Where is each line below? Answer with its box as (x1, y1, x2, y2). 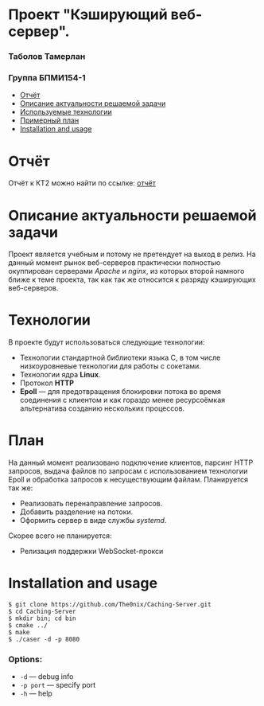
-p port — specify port (19, 681, 96, 690)
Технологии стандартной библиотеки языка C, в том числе (19, 353, 221, 363)
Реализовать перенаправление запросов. (19, 499, 163, 509)
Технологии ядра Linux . (19, 370, 101, 380)
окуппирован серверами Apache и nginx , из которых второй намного (8, 267, 245, 276)
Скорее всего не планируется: (8, 531, 113, 540)
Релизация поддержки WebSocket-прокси (19, 547, 164, 556)
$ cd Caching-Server (8, 607, 77, 616)
